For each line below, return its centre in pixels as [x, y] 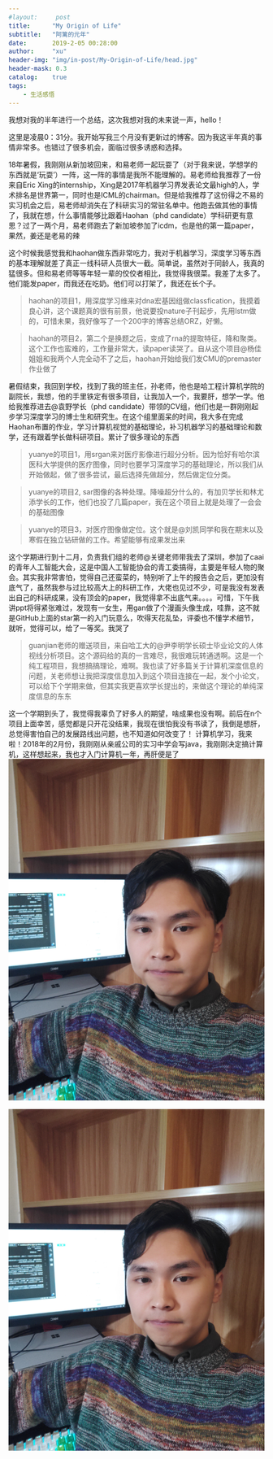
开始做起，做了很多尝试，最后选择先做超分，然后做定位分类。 [132, 474]
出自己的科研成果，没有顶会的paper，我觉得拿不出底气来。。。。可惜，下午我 [134, 597]
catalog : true [38, 77]
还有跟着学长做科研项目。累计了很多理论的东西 [101, 437]
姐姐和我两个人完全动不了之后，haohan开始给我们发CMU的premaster [145, 359]
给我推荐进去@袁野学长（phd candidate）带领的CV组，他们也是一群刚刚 [130, 406]
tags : [17, 85]
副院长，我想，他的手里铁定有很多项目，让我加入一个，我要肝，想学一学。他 [136, 396]
